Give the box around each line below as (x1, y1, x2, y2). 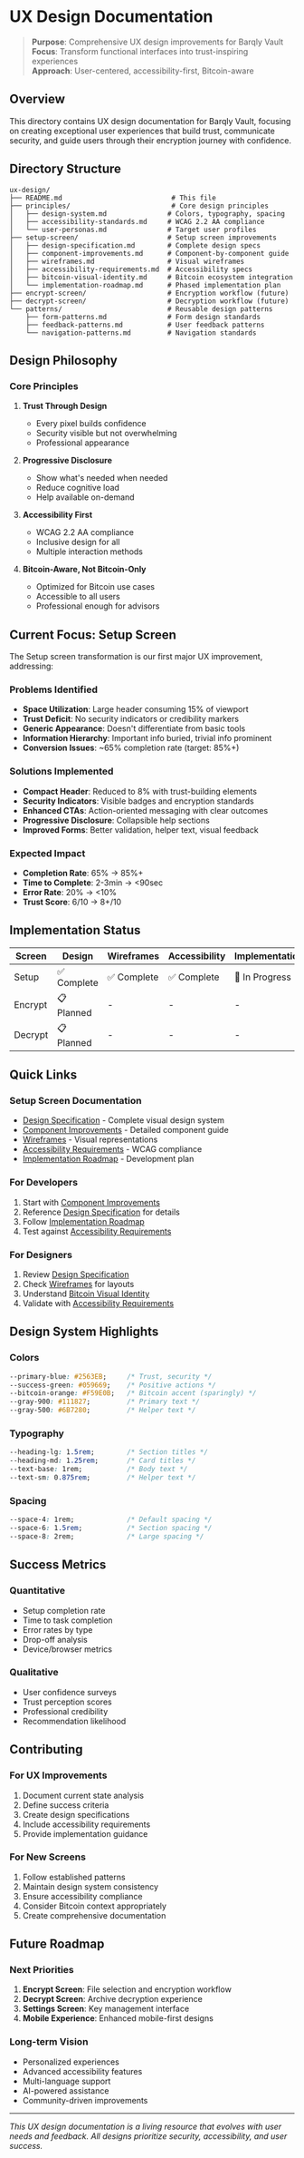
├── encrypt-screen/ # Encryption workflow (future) (9, 288, 290, 298)
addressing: (9, 660, 54, 672)
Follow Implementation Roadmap (22, 1216, 145, 1226)
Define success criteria (22, 1799, 109, 1811)
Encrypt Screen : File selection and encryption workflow (22, 1984, 233, 1995)
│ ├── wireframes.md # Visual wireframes (9, 257, 245, 266)
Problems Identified (9, 683, 98, 696)
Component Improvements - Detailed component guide (22, 1125, 229, 1136)
